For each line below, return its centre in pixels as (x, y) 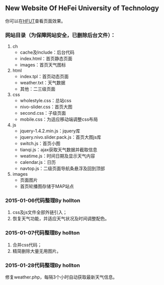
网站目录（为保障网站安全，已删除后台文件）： (60, 35)
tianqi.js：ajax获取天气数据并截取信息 (59, 150)
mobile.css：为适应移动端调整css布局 (59, 119)
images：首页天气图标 (43, 65)
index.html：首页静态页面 (46, 59)
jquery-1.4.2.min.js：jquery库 (50, 131)
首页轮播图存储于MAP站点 (47, 186)
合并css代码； (27, 244)
